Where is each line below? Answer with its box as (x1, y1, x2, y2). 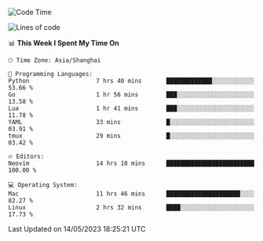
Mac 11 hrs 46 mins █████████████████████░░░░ (8, 190, 255, 198)
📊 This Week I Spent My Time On (8, 38, 119, 47)
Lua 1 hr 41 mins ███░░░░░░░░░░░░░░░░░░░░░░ (8, 104, 255, 112)
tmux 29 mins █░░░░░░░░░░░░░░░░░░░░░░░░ (8, 132, 255, 140)
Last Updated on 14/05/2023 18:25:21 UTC (8, 225, 146, 233)
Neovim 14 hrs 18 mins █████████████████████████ (8, 159, 255, 167)
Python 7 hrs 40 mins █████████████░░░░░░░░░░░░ (8, 77, 255, 85)
